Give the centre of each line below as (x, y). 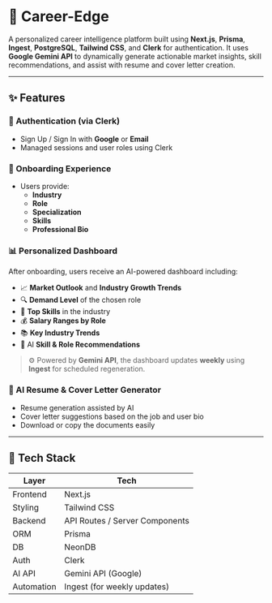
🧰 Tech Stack (42, 458)
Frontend (30, 494)
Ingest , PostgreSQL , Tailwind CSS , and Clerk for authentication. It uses (129, 47)
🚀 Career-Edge (59, 17)
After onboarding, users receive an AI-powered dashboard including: (123, 272)
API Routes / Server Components (127, 521)
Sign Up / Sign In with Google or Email (84, 139)
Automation (34, 587)
